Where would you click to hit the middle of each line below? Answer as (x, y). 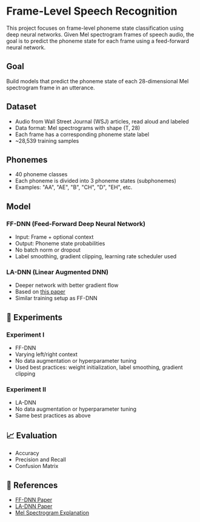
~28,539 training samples (47, 140)
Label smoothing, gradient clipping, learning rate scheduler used (96, 256)
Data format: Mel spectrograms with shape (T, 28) (78, 128)
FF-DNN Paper (34, 500)
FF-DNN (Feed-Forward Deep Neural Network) (76, 224)
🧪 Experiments (34, 317)
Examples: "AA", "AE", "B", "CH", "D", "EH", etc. (74, 187)
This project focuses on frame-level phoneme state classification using (95, 28)
